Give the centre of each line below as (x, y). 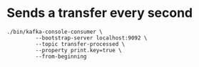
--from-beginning (61, 56)
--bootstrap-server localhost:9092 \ (91, 38)
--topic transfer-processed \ (80, 44)
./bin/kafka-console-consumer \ (55, 32)
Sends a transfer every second (100, 13)
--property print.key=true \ (78, 50)
